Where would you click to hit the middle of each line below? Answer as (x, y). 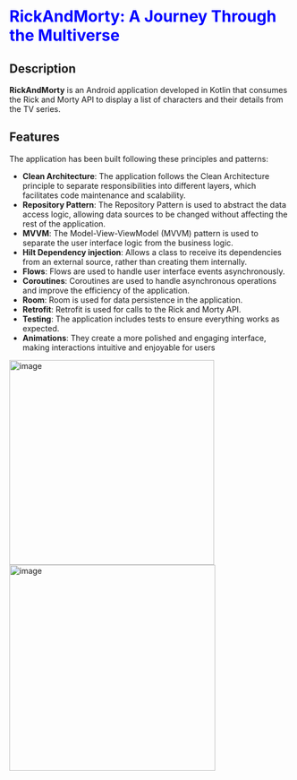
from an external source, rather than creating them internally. (135, 261)
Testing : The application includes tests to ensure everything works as (151, 319)
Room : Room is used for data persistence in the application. (132, 300)
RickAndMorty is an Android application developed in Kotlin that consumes (148, 90)
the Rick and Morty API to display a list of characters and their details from (146, 99)
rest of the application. (64, 223)
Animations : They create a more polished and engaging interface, (144, 338)
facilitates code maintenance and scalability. (104, 195)
